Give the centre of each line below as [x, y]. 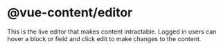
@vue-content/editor [70, 13]
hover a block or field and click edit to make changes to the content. [104, 38]
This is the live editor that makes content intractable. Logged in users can [112, 32]
